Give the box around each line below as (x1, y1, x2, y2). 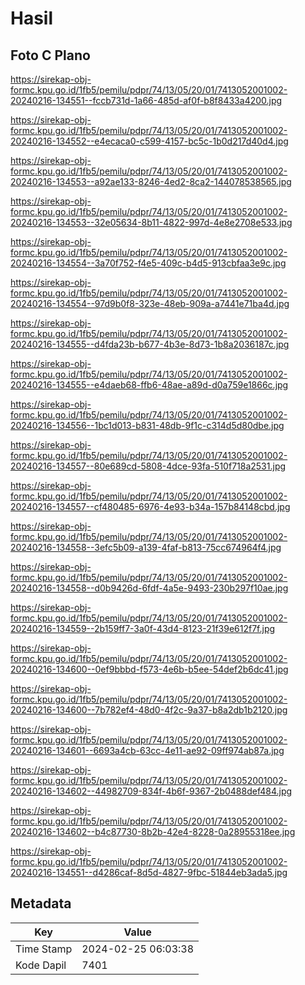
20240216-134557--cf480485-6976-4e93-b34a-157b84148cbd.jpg (10, 501, 291, 512)
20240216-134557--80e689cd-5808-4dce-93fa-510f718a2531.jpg (10, 460, 287, 472)
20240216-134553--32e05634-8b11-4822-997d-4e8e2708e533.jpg (10, 217, 293, 228)
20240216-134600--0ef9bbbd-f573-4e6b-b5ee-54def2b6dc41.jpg (10, 663, 289, 675)
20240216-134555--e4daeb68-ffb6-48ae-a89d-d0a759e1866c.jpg (10, 379, 289, 391)
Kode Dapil (15, 958, 67, 972)
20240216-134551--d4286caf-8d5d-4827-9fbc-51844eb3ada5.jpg (10, 867, 288, 878)
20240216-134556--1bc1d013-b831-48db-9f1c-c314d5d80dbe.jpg (10, 420, 285, 431)
